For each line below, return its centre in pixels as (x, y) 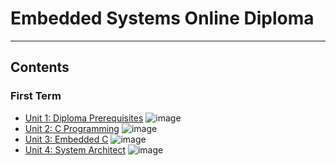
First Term (36, 96)
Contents (40, 67)
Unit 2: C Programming (72, 128)
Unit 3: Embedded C (66, 139)
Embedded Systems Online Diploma (162, 18)
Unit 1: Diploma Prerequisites (84, 118)
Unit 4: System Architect (75, 149)
